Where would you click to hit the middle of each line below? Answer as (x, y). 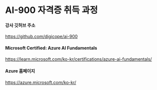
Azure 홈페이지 (20, 71)
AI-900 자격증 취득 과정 (52, 10)
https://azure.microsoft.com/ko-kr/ (41, 82)
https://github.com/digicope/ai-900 (41, 37)
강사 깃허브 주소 (20, 25)
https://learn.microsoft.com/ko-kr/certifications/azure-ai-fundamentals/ (79, 59)
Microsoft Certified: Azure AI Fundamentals (51, 48)
